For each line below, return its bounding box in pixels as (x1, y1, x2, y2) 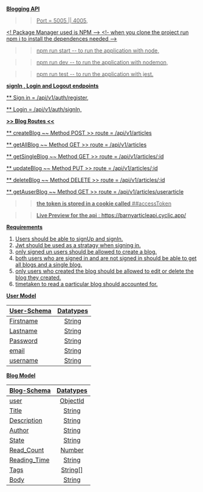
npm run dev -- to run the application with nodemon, (36, 59, 168, 66)
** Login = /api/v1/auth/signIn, (6, 106, 82, 113)
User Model (6, 292, 36, 299)
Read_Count (9, 446, 44, 454)
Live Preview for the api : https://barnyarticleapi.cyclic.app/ (36, 212, 187, 219)
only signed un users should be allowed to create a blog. (15, 248, 157, 255)
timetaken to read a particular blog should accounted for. (15, 281, 158, 287)
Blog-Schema (9, 386, 51, 394)
